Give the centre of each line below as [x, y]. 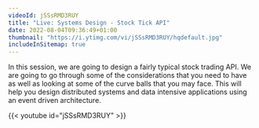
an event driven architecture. [55, 101]
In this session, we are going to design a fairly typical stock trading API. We [130, 67]
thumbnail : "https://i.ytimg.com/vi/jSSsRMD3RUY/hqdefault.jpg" [115, 37]
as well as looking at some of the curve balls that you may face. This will [125, 84]
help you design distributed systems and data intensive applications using [128, 92]
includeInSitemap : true [47, 45]
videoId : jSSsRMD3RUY [44, 15]
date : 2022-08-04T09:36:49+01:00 [63, 30]
